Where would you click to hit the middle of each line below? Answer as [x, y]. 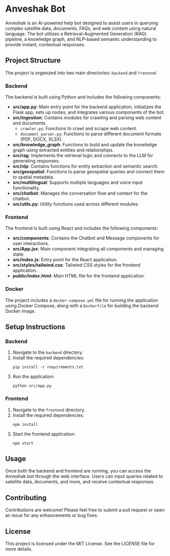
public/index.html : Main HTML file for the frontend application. [79, 276]
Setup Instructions [35, 327]
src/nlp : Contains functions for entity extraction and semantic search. [86, 166]
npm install [25, 424]
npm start [23, 443]
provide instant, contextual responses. [45, 44]
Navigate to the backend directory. [48, 352]
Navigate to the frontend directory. [49, 410]
